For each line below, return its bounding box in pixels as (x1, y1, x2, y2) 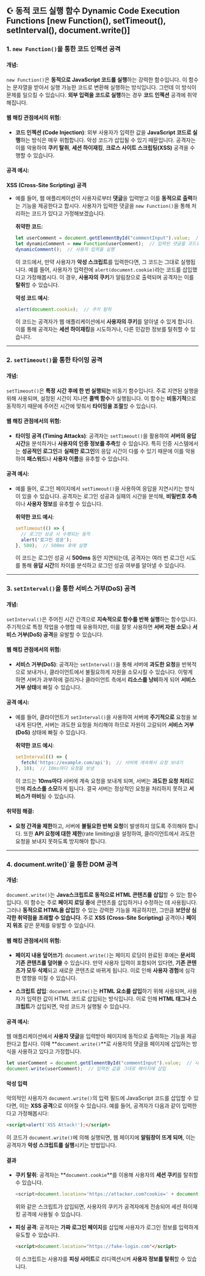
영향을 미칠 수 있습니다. (21, 975, 77, 982)
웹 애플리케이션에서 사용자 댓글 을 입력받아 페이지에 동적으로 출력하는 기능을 (6, 1033, 185, 1040)
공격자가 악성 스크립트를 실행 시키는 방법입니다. (6, 1141, 117, 1149)
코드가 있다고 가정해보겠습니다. (31, 210, 106, 217)
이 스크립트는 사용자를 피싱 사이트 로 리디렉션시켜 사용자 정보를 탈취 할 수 (15, 1255, 186, 1263)
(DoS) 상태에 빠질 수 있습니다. (15, 728, 87, 736)
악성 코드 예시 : (15, 294, 49, 301)
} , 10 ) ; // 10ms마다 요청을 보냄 (15, 765, 95, 772)
